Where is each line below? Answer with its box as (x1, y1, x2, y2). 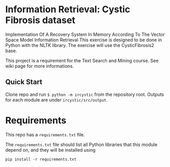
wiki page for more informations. (5, 63, 74, 69)
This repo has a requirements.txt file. (5, 131, 86, 137)
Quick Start (5, 78, 42, 86)
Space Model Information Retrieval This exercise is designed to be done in (5, 37, 162, 43)
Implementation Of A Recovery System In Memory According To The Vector (5, 31, 165, 37)
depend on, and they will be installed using (5, 147, 96, 153)
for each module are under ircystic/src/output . (5, 97, 108, 103)
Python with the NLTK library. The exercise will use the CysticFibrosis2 (5, 42, 155, 48)
